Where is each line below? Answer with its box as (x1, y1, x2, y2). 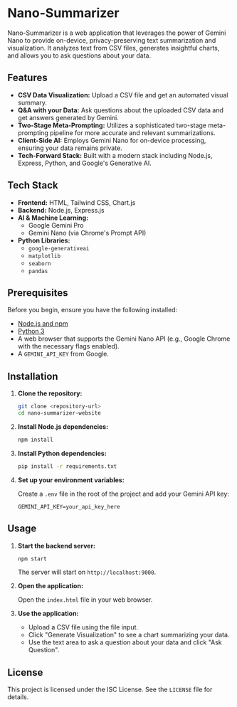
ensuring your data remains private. (17, 144, 122, 152)
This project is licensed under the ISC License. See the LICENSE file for (7, 685, 213, 694)
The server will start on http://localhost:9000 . (17, 568, 157, 577)
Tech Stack (7, 179, 58, 191)
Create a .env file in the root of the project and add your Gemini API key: (17, 489, 230, 498)
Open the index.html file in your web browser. (17, 595, 153, 604)
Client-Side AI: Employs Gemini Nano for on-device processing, (17, 136, 206, 144)
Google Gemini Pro (28, 220, 84, 229)
